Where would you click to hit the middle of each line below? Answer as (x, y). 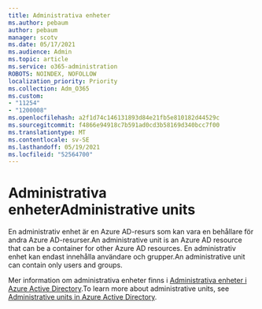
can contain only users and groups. (66, 265)
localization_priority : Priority (63, 81)
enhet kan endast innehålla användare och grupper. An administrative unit (127, 257)
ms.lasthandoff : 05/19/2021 (54, 147)
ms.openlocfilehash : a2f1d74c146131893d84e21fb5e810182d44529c (114, 118)
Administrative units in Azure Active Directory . (83, 297)
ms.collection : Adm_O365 (49, 88)
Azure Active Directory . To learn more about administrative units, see (119, 289)
